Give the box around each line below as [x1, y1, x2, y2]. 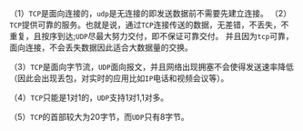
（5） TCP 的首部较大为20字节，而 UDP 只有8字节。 [9, 112, 189, 122]
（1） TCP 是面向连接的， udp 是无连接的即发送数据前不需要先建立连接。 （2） [9, 8, 292, 18]
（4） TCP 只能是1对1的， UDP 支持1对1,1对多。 [9, 92, 169, 103]
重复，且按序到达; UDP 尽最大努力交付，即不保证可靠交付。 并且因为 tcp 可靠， [9, 31, 294, 41]
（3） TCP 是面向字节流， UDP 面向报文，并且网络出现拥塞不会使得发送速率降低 [9, 62, 294, 72]
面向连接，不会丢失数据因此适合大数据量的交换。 [9, 42, 193, 53]
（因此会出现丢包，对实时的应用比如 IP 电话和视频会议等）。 [9, 73, 229, 84]
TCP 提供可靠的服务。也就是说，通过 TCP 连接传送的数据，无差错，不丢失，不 [9, 19, 289, 30]
